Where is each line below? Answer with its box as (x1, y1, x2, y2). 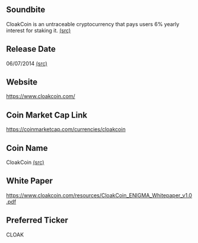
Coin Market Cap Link (6, 110, 88, 120)
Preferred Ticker (6, 215, 68, 225)
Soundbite (6, 5, 46, 15)
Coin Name (6, 143, 49, 153)
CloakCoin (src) (6, 159, 44, 166)
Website (6, 77, 37, 87)
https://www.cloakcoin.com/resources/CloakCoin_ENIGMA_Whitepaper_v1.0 (6, 191, 193, 198)
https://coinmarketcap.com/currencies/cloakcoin (6, 126, 126, 133)
